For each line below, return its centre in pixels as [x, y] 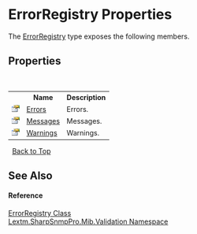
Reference [26, 195]
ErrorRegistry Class [40, 214]
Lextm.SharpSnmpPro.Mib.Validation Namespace [88, 221]
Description [86, 98]
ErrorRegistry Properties [90, 15]
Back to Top [31, 150]
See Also [30, 175]
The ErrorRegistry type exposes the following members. [99, 36]
